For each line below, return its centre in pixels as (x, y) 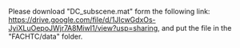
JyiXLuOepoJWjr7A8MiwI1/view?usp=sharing (83, 28)
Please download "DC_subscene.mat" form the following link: (109, 11)
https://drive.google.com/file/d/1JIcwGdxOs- (82, 20)
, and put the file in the (194, 28)
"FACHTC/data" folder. (46, 36)
